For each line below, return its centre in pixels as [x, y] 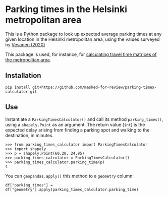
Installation [23, 76]
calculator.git [21, 92]
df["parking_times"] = [29, 185]
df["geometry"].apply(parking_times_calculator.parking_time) [72, 189]
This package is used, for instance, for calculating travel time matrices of [81, 54]
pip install [18, 87]
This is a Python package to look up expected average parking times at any [83, 34]
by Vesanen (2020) [25, 44]
